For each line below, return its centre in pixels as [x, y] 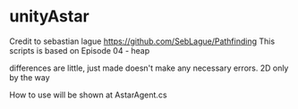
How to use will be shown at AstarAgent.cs [88, 95]
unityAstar [49, 17]
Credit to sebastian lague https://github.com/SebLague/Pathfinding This [142, 41]
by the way [30, 77]
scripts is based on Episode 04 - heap [80, 50]
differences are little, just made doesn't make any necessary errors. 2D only [149, 68]
